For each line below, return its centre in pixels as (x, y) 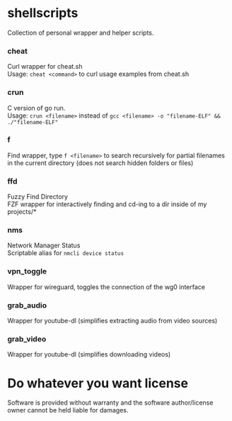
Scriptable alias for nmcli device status (66, 253)
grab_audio (27, 305)
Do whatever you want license (98, 383)
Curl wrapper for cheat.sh (45, 67)
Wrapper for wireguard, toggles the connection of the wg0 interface (106, 287)
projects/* (22, 212)
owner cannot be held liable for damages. (68, 410)
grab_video (27, 339)
